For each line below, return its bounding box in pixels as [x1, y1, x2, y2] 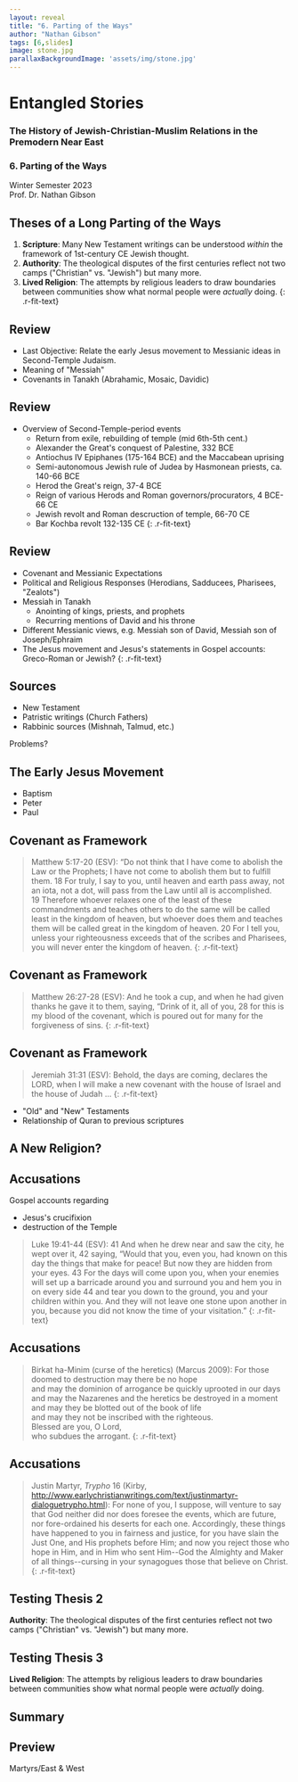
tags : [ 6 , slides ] [9, 37, 74, 47]
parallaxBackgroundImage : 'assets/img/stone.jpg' [9, 54, 197, 63]
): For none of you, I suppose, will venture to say [105, 1499, 282, 1510]
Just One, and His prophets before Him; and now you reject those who [30, 1537, 290, 1547]
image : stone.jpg [9, 46, 74, 55]
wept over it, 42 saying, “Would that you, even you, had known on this [30, 1248, 287, 1258]
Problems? [9, 738, 49, 749]
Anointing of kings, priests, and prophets [35, 606, 185, 616]
